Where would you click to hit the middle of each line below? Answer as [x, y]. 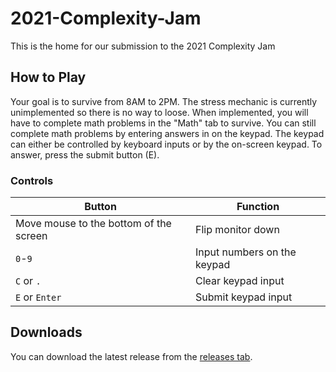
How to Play [48, 77]
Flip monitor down [237, 230]
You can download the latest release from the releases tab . [131, 356]
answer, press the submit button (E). [85, 154]
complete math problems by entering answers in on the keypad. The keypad [167, 133]
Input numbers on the [246, 252]
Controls [32, 180]
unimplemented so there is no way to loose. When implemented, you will [159, 112]
